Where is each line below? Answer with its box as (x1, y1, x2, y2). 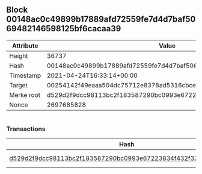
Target (9, 81, 28, 89)
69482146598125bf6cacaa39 (6, 23, 121, 34)
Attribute (11, 42, 38, 50)
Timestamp (9, 71, 41, 79)
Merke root (9, 90, 41, 99)
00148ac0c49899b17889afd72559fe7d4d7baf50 (6, 14, 196, 25)
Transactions (6, 125, 46, 133)
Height (9, 51, 28, 60)
